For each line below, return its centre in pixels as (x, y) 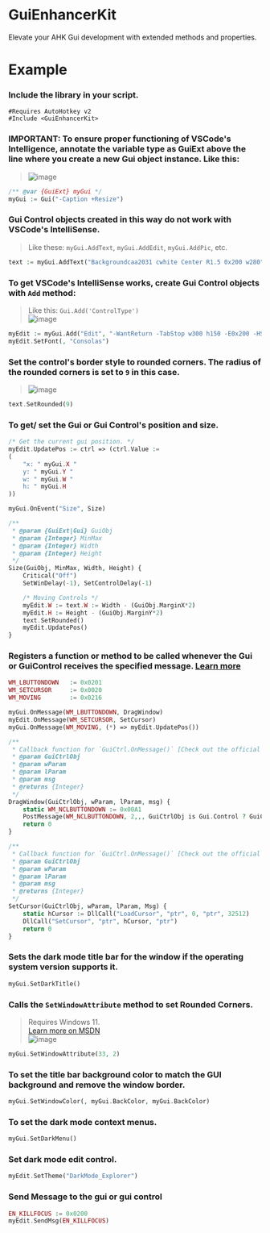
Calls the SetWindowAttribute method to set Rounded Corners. (131, 1004)
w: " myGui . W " (48, 479)
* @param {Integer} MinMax (57, 538)
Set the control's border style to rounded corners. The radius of (135, 362)
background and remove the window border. (97, 1085)
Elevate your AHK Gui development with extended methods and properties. (133, 37)
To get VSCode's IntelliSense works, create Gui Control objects (134, 282)
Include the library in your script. (74, 95)
